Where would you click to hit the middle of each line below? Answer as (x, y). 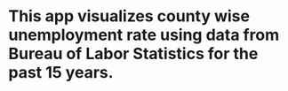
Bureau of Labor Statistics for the (133, 54)
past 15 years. (61, 73)
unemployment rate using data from (144, 35)
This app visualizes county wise (129, 16)
